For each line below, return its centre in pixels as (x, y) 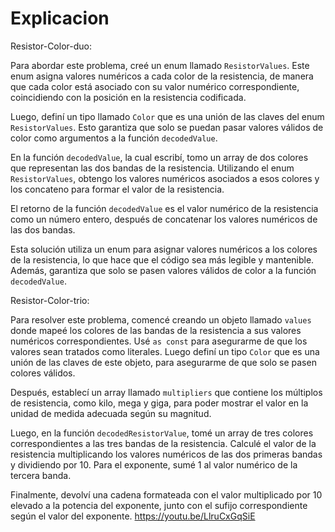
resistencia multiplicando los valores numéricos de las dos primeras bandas (166, 454)
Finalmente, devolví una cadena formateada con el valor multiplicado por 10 (166, 494)
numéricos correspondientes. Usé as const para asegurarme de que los (159, 341)
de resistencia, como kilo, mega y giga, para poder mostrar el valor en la (159, 403)
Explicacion (60, 18)
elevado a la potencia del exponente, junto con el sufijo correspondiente (159, 505)
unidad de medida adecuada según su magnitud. (111, 413)
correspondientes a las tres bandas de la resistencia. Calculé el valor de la (163, 443)
